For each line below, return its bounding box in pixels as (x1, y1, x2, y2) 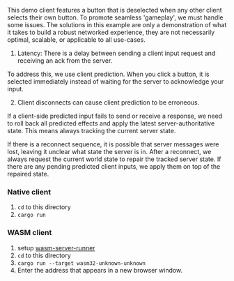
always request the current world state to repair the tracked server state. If (7, 155, 221, 163)
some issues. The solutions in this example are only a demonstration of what (7, 21, 227, 29)
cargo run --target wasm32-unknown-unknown (17, 259, 146, 267)
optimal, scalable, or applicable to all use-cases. (7, 36, 146, 44)
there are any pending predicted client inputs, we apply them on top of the (7, 162, 221, 170)
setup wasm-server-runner (17, 243, 95, 252)
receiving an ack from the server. (17, 56, 113, 65)
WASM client (7, 228, 52, 238)
